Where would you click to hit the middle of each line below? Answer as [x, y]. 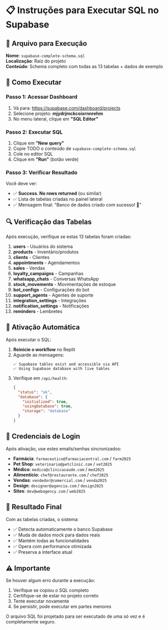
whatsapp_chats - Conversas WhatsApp [56, 279]
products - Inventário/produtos [46, 252]
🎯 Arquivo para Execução [46, 44]
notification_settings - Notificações [51, 306]
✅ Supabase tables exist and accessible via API [66, 364]
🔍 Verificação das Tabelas [49, 222]
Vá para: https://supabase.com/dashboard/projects [67, 108]
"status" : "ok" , [35, 392]
